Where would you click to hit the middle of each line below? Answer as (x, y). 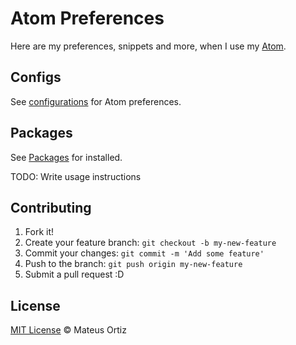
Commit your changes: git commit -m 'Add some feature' (144, 253)
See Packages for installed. (66, 157)
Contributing (51, 207)
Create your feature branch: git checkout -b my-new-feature (150, 243)
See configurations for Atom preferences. (96, 101)
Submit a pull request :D (74, 274)
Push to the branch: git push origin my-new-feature (133, 264)
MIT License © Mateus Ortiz (68, 330)
